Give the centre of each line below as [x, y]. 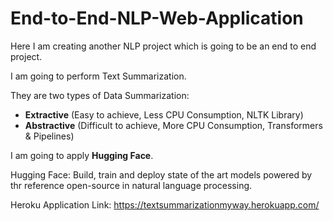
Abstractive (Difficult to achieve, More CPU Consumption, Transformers [173, 125]
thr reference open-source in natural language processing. [131, 185]
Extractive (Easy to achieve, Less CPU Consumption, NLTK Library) [164, 114]
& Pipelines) [49, 136]
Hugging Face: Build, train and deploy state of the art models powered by [161, 174]
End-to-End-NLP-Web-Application [157, 18]
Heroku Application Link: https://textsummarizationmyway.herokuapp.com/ [165, 204]
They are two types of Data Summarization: [100, 95]
